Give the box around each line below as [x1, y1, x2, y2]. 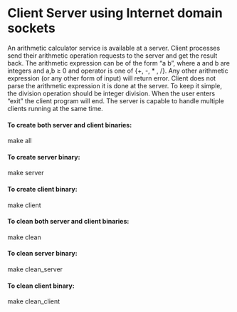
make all [7, 137, 32, 145]
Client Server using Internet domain [7, 5, 223, 21]
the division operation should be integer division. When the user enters [7, 89, 216, 98]
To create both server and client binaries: [7, 120, 132, 129]
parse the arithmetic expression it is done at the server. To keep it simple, [7, 81, 223, 90]
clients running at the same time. [7, 104, 103, 113]
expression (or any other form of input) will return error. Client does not [7, 73, 216, 83]
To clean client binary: [7, 281, 75, 290]
